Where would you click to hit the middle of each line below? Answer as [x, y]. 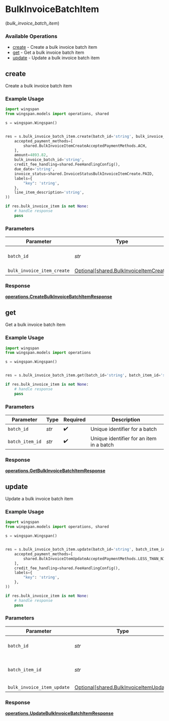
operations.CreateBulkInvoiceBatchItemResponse [59, 297]
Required [75, 419]
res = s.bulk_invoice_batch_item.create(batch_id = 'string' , [70, 136]
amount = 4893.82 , [31, 155]
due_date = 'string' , [35, 169]
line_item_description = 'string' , [49, 193]
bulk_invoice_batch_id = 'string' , [49, 160]
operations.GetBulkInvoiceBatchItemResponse [55, 471]
